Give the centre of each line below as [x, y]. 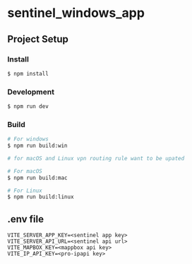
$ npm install [28, 73]
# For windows [28, 139]
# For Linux [25, 191]
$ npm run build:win [38, 146]
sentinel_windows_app [76, 13]
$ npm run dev [28, 107]
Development [31, 92]
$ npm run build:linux [41, 197]
